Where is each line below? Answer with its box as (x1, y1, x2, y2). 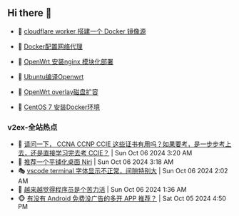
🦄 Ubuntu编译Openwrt (17, 72, 84, 81)
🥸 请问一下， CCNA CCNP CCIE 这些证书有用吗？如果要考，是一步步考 (17, 140, 225, 148)
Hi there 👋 (7, 7, 52, 19)
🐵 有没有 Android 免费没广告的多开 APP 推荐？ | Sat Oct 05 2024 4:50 (17, 194, 227, 203)
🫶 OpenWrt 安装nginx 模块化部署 (17, 57, 114, 66)
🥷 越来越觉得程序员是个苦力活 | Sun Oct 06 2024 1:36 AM (17, 185, 187, 194)
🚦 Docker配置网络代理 (17, 42, 83, 51)
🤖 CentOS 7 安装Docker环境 (17, 103, 100, 111)
